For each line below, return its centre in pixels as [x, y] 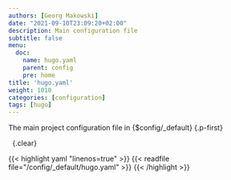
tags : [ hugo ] [30, 105]
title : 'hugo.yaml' [41, 82]
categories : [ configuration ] [57, 98]
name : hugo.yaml [50, 61]
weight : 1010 [30, 90]
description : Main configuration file [73, 30]
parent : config [48, 68]
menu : [17, 46]
